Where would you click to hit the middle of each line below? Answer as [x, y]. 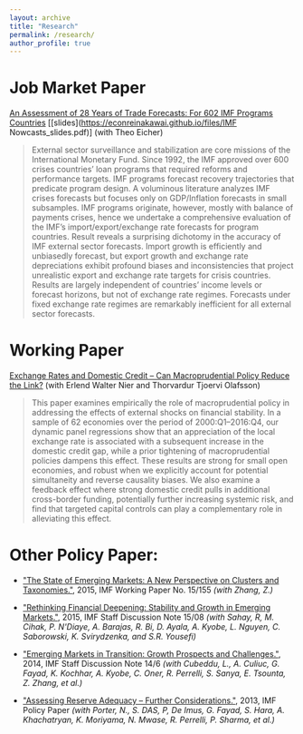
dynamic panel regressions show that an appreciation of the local [153, 432]
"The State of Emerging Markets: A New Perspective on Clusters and [151, 581]
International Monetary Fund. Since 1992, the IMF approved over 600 [160, 160]
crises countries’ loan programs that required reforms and [139, 170]
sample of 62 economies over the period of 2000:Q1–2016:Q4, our [155, 422]
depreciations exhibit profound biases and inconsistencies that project [162, 266]
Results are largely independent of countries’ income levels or [147, 285]
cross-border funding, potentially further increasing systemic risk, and [162, 499]
